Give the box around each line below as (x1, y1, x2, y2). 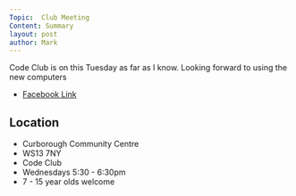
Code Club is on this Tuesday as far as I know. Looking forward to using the (9, 62, 288, 73)
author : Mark (9, 37, 58, 47)
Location (9, 115, 60, 130)
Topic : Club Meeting (9, 12, 90, 22)
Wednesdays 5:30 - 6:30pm (21, 167, 127, 178)
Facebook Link (21, 89, 77, 100)
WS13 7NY (21, 148, 62, 159)
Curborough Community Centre (21, 139, 140, 150)
